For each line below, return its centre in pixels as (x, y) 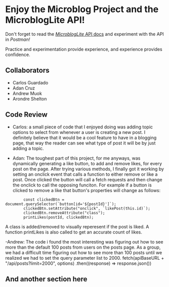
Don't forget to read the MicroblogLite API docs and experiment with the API (85, 34)
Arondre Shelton (30, 99)
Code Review (27, 115)
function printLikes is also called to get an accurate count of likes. (74, 232)
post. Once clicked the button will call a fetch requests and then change (88, 179)
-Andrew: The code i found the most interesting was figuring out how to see (84, 242)
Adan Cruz (24, 88)
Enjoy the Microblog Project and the (82, 9)
